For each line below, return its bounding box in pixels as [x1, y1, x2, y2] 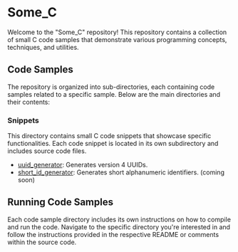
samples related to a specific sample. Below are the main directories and [7, 90, 221, 98]
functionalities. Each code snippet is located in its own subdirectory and [7, 140, 219, 148]
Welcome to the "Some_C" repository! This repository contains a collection [7, 28, 227, 36]
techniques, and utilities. [7, 43, 80, 51]
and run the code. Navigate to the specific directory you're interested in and [7, 222, 230, 231]
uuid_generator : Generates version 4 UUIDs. [17, 161, 148, 169]
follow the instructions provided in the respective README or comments [7, 230, 219, 238]
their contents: [7, 98, 51, 106]
